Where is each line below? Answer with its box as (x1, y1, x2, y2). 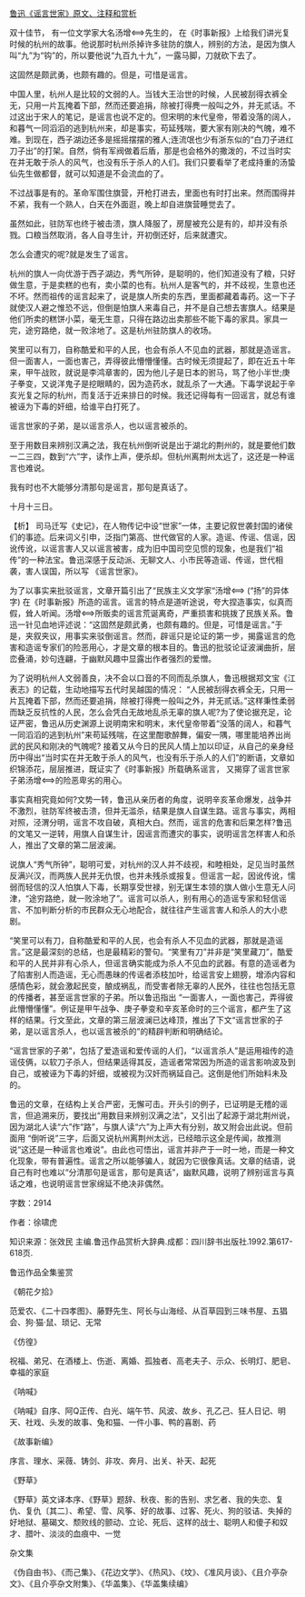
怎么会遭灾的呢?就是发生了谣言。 (9, 249, 133, 259)
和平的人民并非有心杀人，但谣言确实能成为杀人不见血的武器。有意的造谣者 (9, 958, 288, 968)
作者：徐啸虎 (9, 1217, 57, 1227)
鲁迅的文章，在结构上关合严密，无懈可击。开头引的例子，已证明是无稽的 (9, 1099, 280, 1109)
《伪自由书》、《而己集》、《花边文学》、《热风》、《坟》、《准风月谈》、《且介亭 (9, 1567, 280, 1577)
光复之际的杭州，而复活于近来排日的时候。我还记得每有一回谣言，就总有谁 (16, 390, 296, 400)
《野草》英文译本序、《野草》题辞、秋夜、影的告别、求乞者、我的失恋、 (9, 1494, 276, 1504)
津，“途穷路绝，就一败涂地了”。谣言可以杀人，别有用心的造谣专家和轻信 (9, 893, 280, 903)
